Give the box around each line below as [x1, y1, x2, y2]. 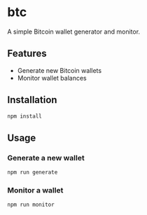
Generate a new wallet [7, 153, 85, 162]
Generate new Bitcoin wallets [17, 66, 102, 74]
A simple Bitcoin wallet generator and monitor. [7, 27, 141, 36]
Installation [7, 94, 57, 106]
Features [7, 48, 47, 60]
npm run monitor [7, 201, 55, 209]
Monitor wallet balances [17, 74, 87, 82]
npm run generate [7, 169, 58, 176]
